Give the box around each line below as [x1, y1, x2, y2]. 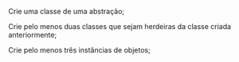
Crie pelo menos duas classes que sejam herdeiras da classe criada [8, 22, 232, 31]
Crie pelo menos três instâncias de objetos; [8, 46, 151, 54]
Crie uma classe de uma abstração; [8, 7, 125, 16]
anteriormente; [8, 31, 57, 39]
